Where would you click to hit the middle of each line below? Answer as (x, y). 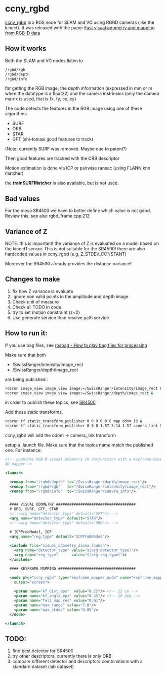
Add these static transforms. (34, 412)
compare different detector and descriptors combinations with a (77, 662)
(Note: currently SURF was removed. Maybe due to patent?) (66, 149)
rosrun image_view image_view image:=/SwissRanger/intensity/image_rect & (84, 388)
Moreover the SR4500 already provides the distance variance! (68, 263)
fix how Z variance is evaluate (42, 291)
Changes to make (33, 279)
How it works (26, 48)
